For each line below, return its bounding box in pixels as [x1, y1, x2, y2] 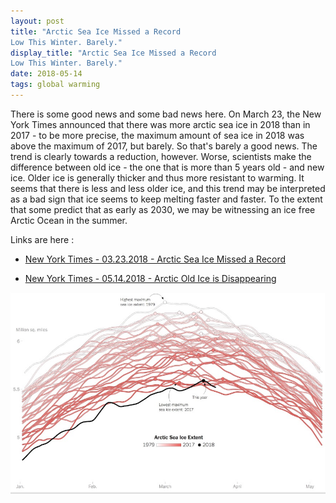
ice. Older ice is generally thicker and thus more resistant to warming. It [10, 171, 305, 184]
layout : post [10, 16, 65, 26]
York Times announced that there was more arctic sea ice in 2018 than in [10, 118, 311, 130]
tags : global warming [10, 80, 101, 90]
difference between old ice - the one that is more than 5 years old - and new [10, 161, 325, 173]
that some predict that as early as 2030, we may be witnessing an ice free [10, 203, 316, 215]
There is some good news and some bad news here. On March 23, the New [10, 108, 322, 120]
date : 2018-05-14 [10, 69, 83, 79]
